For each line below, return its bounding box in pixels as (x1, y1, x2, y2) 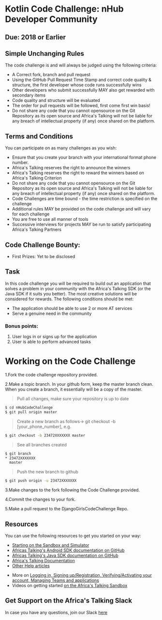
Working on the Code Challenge (5, 356, 136, 367)
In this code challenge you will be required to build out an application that (5, 280, 151, 286)
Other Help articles (12, 563, 50, 569)
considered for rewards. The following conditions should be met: (5, 296, 134, 302)
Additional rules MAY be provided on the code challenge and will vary (12, 206, 151, 212)
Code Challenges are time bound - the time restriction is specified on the (12, 196, 158, 202)
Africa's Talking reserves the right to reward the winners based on (12, 170, 144, 176)
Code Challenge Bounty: (5, 241, 81, 249)
